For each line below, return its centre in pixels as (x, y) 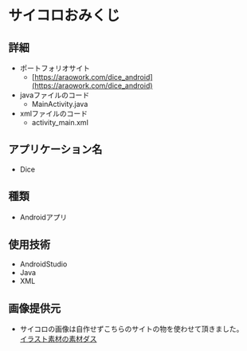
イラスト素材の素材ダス (58, 339)
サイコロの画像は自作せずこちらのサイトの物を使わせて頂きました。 (131, 329)
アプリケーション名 (55, 150)
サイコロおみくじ (65, 16)
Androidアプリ (43, 217)
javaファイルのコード (55, 95)
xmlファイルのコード (54, 113)
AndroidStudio (43, 264)
